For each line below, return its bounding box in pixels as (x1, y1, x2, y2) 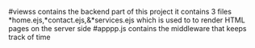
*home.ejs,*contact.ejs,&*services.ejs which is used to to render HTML (8, 15, 246, 25)
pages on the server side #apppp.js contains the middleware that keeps (8, 24, 248, 33)
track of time (8, 32, 51, 42)
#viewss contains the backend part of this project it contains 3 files (8, 7, 232, 16)
